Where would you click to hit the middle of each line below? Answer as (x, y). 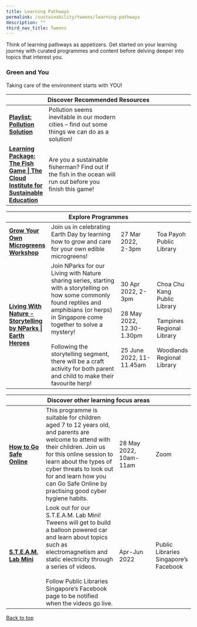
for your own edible (78, 249)
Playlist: (21, 117)
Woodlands (172, 350)
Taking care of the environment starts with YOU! (64, 85)
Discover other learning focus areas (98, 400)
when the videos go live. (79, 603)
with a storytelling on (80, 287)
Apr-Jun (131, 552)
